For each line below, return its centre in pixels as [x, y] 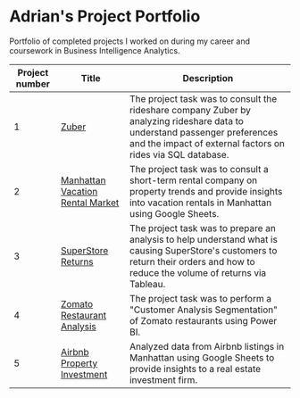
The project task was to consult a [199, 169]
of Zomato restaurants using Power [203, 320]
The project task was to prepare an [203, 228]
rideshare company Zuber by [190, 110]
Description [208, 78]
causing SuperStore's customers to [203, 250]
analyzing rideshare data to [186, 120]
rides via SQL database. [179, 154]
